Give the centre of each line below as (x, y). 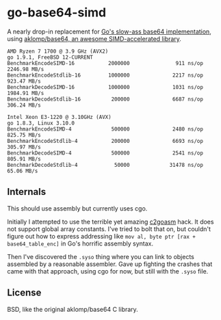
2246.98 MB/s (26, 69)
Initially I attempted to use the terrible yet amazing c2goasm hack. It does (110, 222)
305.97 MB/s (24, 147)
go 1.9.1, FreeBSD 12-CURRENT (50, 57)
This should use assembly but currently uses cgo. (77, 208)
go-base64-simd (57, 13)
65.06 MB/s (23, 171)
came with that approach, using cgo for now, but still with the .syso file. (108, 271)
